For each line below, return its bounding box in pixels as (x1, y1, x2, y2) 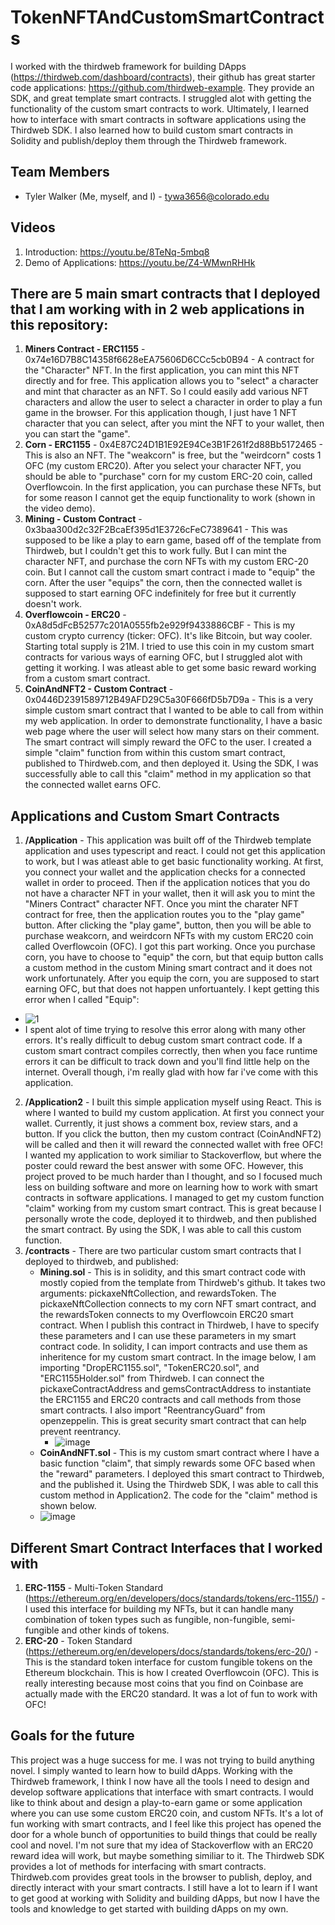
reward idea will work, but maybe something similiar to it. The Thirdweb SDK (10, 1849, 325, 1861)
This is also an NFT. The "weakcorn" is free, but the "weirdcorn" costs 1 (24, 449, 322, 461)
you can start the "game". (24, 428, 131, 440)
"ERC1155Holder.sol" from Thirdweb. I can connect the (39, 1372, 265, 1385)
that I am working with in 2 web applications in (10, 301, 305, 318)
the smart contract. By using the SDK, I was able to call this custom (24, 1224, 302, 1236)
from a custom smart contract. (24, 672, 151, 685)
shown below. (39, 1500, 97, 1512)
